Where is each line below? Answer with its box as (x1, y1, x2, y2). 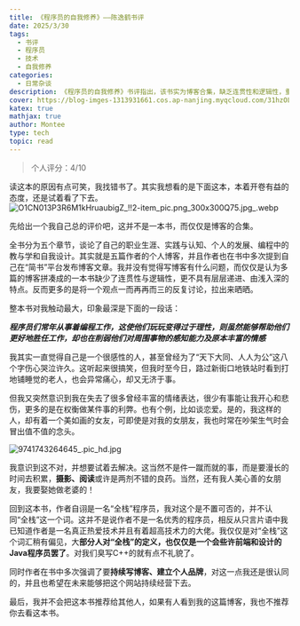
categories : (9, 71, 53, 80)
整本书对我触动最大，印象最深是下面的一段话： (9, 303, 180, 313)
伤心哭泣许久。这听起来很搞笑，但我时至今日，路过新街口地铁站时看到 (24, 362, 281, 373)
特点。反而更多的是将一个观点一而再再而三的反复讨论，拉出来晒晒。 (9, 283, 258, 294)
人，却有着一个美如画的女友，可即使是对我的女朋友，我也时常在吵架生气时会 (9, 415, 289, 425)
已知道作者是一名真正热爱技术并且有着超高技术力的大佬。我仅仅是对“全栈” (9, 525, 281, 535)
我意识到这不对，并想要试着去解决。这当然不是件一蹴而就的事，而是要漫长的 (9, 462, 289, 472)
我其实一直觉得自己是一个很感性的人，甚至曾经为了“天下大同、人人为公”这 (9, 352, 281, 362)
